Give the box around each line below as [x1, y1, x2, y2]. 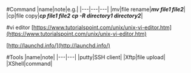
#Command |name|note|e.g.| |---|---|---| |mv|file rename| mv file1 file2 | [6, 6, 186, 13]
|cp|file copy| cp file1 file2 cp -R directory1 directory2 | [6, 12, 143, 19]
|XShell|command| [6, 60, 53, 67]
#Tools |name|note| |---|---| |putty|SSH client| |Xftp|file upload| [6, 54, 166, 60]
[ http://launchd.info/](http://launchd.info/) [6, 42, 110, 49]
